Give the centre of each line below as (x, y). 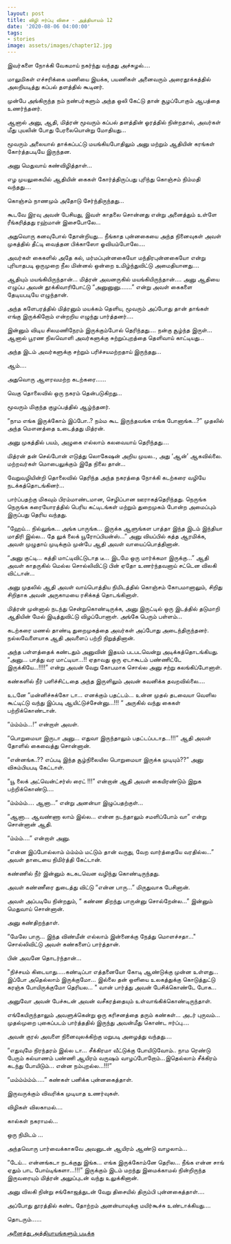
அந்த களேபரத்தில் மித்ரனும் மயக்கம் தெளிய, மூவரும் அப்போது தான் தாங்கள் (108, 308)
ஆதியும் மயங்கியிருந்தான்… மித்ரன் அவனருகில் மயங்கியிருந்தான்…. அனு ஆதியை (113, 279)
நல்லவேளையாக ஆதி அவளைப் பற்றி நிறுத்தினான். (71, 638)
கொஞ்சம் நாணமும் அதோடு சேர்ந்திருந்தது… (66, 200)
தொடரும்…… (24, 1219)
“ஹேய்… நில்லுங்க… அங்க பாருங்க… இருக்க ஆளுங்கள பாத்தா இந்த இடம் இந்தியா (115, 528)
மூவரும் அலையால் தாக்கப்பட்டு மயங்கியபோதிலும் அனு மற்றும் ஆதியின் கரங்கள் (111, 144)
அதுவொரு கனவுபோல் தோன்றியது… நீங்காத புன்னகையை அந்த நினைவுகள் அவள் (114, 236)
